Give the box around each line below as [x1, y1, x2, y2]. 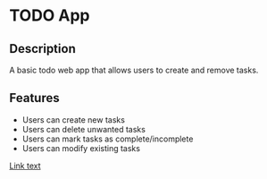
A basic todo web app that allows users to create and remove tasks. [9, 64, 259, 75]
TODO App [9, 5, 91, 26]
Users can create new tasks [21, 114, 125, 125]
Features [9, 90, 60, 106]
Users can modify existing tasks [21, 142, 141, 153]
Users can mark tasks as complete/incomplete [21, 133, 194, 144]
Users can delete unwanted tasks [21, 124, 146, 134]
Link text [9, 160, 41, 171]
